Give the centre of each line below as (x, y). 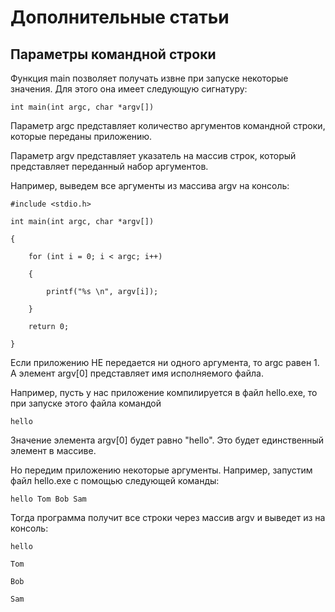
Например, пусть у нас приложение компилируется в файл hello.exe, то (164, 392)
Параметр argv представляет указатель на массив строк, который (153, 155)
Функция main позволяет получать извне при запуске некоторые (149, 78)
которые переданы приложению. (81, 136)
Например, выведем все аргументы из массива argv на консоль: (150, 185)
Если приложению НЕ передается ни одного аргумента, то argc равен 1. (165, 362)
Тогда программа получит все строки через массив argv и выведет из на (168, 517)
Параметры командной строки (113, 54)
